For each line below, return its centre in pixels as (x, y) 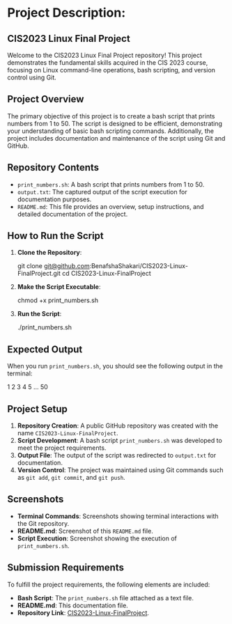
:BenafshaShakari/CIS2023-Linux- (139, 266)
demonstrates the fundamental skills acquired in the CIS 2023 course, (108, 63)
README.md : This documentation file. (73, 605)
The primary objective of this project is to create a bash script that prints (111, 116)
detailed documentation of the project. (72, 214)
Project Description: (67, 13)
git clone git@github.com (53, 266)
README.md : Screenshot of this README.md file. (85, 531)
